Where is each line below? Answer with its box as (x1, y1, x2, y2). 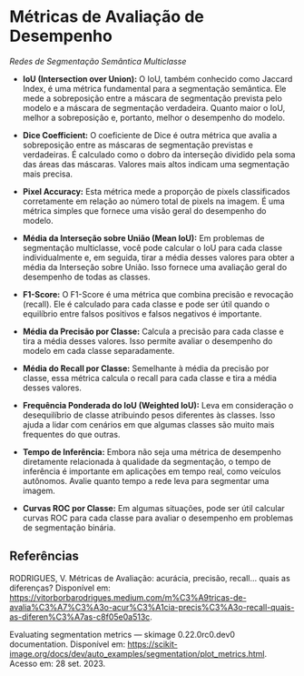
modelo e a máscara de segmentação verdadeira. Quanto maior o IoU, (22, 102, 286, 113)
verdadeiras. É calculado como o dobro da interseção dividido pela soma (22, 148, 296, 160)
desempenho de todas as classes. (22, 271, 152, 282)
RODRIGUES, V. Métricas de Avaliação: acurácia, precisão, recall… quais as (9, 572, 290, 583)
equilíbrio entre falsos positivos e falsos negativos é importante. (22, 308, 262, 319)
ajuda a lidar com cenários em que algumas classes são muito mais (22, 419, 275, 429)
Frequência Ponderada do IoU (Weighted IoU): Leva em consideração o (22, 399, 294, 410)
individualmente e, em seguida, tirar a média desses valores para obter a (22, 252, 295, 263)
